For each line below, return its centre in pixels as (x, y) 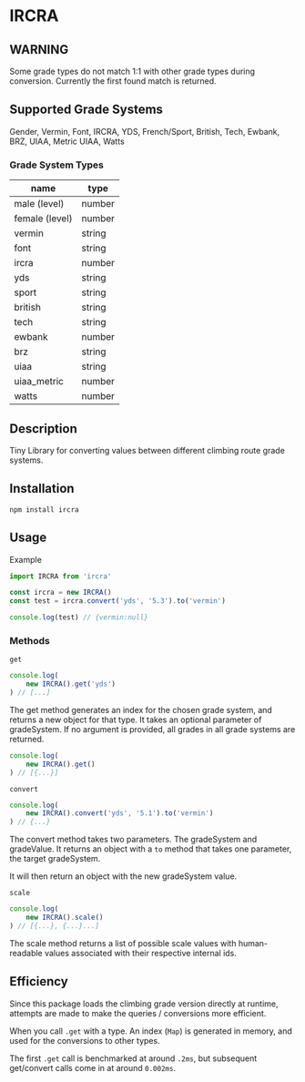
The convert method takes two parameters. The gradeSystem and (133, 840)
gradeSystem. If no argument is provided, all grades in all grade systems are (152, 729)
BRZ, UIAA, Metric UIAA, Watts (67, 141)
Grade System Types (57, 165)
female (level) (43, 219)
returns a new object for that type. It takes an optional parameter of (136, 720)
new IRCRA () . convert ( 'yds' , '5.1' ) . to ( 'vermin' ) (120, 813)
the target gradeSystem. (55, 859)
